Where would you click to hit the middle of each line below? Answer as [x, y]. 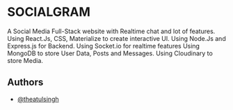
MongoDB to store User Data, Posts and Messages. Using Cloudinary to [110, 53]
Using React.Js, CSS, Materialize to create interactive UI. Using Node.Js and [116, 38]
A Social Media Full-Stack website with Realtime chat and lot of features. [111, 31]
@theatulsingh [38, 99]
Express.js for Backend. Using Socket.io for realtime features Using [104, 46]
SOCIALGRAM [49, 12]
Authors [25, 83]
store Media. [25, 60]
